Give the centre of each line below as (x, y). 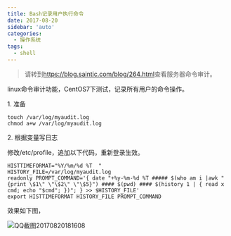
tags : (15, 46)
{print (17, 184)
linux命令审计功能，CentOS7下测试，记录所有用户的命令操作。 (98, 89)
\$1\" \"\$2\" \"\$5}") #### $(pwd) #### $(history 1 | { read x (127, 184)
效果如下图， (26, 210)
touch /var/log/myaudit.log (48, 117)
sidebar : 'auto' (31, 27)
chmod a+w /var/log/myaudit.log (54, 123)
